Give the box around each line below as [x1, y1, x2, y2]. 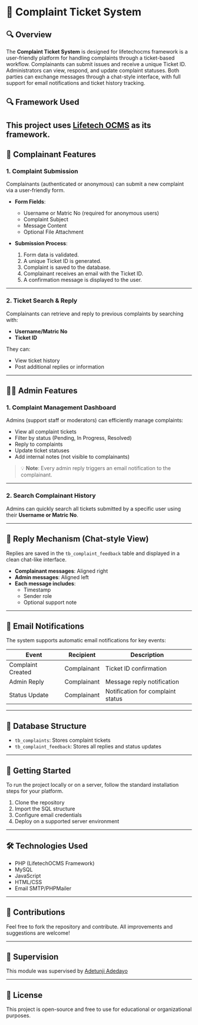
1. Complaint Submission [6, 167, 78, 176]
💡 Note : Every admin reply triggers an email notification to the [20, 465, 171, 472]
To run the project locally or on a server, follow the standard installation [6, 781, 179, 788]
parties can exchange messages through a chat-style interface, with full [6, 73, 181, 80]
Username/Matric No [14, 327, 68, 335]
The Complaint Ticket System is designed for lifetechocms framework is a [6, 48, 188, 55]
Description [130, 651, 164, 659]
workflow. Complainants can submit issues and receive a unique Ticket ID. [6, 61, 187, 67]
